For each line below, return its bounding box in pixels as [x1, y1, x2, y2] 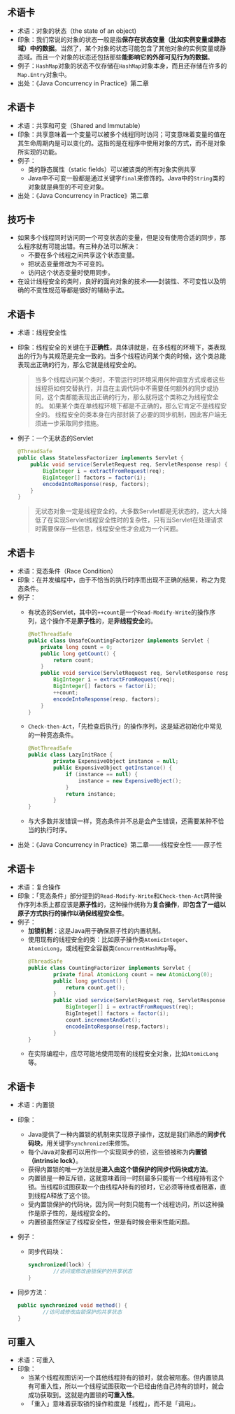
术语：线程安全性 [17, 328, 67, 337]
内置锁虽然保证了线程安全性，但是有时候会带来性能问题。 [27, 1217, 194, 1226]
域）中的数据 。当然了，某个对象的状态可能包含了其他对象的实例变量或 [17, 44, 220, 52]
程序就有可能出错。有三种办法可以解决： [23, 242, 141, 250]
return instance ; [65, 790, 117, 797]
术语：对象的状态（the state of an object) [17, 27, 136, 35]
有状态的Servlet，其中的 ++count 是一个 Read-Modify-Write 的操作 [27, 608, 210, 617]
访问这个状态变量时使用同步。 [27, 269, 114, 277]
